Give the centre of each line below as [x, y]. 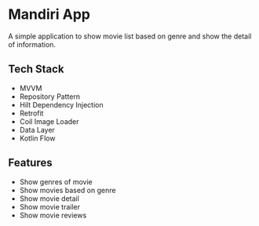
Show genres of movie [56, 181]
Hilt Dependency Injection [61, 104]
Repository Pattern [50, 97]
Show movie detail [49, 199]
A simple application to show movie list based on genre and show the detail [130, 36]
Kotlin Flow [37, 138]
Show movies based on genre [67, 190]
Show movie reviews [53, 215]
